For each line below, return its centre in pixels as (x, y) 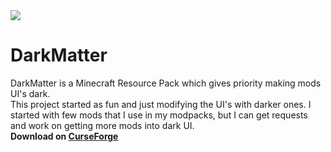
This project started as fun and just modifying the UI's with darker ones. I (161, 104)
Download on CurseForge (64, 136)
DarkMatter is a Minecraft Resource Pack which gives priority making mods (166, 83)
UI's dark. (30, 93)
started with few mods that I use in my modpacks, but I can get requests (159, 115)
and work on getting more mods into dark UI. (102, 125)
